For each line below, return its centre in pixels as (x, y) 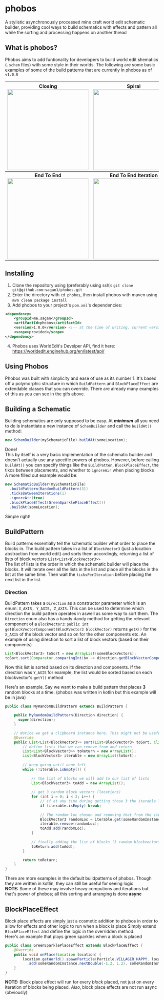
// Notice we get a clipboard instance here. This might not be (81, 733)
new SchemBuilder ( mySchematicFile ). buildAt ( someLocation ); (66, 440)
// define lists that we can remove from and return (77, 747)
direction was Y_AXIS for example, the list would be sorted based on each (79, 673)
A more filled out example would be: (41, 475)
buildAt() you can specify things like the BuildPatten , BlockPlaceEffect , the (82, 465)
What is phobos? (31, 48)
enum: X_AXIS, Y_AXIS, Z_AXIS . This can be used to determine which (74, 608)
